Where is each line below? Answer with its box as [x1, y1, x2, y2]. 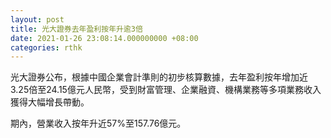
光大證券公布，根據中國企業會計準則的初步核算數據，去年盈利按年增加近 [10, 71, 308, 83]
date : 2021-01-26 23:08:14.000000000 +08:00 [10, 33, 199, 43]
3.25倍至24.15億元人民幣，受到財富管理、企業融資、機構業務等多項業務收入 [10, 84, 322, 96]
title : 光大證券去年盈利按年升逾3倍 [10, 24, 143, 34]
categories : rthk [10, 42, 83, 53]
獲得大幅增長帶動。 [10, 96, 90, 108]
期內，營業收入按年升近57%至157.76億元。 [10, 117, 187, 130]
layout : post [10, 14, 65, 25]
